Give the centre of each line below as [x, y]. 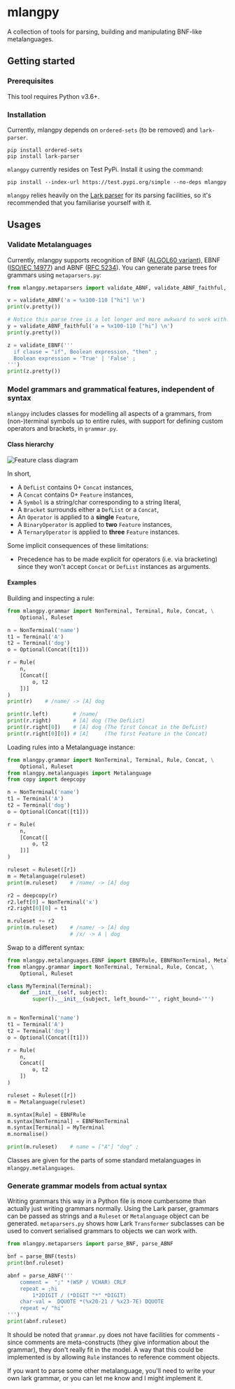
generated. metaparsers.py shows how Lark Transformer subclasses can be [116, 1223]
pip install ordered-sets [45, 150]
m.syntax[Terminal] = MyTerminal [56, 1128]
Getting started [41, 61]
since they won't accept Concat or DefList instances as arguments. [114, 566]
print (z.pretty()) [34, 371]
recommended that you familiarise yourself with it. [79, 202]
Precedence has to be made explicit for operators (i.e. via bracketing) [117, 559]
